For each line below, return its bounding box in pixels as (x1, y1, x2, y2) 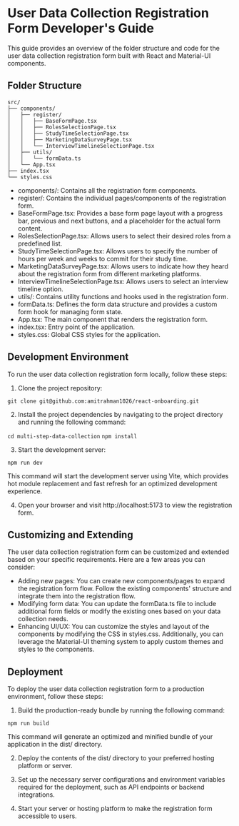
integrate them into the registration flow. (17, 592, 136, 600)
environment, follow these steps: (7, 692, 103, 701)
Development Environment (7, 351, 129, 363)
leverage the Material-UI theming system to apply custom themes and (17, 638, 223, 646)
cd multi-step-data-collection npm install (7, 433, 138, 440)
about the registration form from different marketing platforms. (17, 269, 202, 278)
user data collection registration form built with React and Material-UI (7, 51, 211, 60)
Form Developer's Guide (7, 20, 155, 36)
